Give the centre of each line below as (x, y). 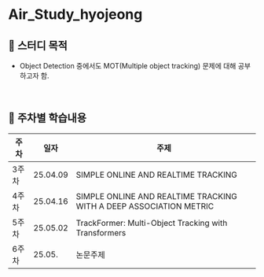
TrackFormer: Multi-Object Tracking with (152, 223)
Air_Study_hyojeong (75, 15)
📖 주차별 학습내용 (47, 118)
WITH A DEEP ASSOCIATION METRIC (145, 206)
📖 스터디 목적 (38, 45)
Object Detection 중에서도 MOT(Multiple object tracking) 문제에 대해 (128, 66)
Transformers (101, 232)
